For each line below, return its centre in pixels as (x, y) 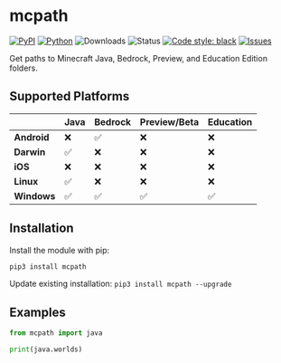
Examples (37, 312)
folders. (23, 68)
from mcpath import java (56, 333)
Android (32, 137)
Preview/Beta (169, 121)
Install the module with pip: (60, 250)
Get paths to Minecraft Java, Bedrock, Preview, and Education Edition (139, 58)
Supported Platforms (70, 96)
